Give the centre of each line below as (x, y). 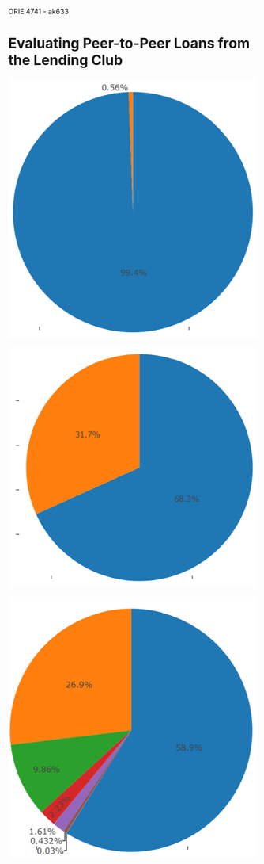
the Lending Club (66, 61)
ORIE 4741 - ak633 (39, 11)
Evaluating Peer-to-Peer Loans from (129, 44)
